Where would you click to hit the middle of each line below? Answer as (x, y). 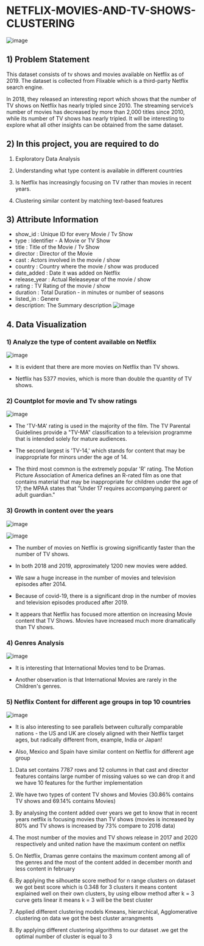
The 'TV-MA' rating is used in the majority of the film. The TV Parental (103, 426)
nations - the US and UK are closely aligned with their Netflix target (99, 734)
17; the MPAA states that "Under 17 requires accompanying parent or (101, 488)
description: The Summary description (63, 306)
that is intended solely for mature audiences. (71, 439)
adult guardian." (35, 495)
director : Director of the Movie (54, 254)
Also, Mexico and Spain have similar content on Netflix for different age (104, 752)
